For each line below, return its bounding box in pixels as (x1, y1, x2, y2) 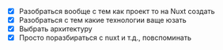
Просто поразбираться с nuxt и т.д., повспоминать (18, 33, 191, 42)
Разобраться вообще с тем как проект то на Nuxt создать (18, 7, 215, 16)
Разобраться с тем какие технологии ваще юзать (18, 16, 187, 25)
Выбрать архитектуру (18, 24, 93, 34)
